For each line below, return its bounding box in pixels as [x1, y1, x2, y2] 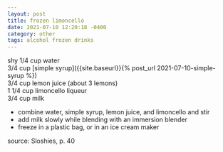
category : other [7, 30, 56, 38]
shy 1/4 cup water [7, 56, 60, 65]
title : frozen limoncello [7, 17, 84, 24]
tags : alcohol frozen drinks [7, 37, 94, 44]
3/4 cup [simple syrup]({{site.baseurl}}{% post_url [7, 64, 155, 72]
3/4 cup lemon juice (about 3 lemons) [7, 79, 118, 87]
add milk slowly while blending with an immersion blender [17, 115, 187, 124]
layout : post [7, 10, 46, 18]
